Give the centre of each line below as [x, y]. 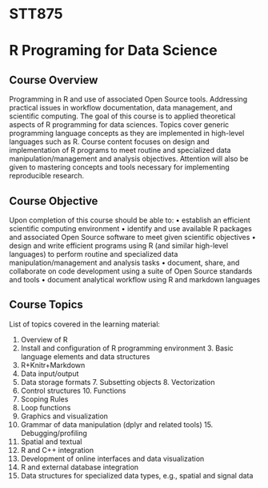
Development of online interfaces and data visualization [112, 458]
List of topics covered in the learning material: [85, 324]
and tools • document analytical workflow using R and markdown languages [135, 280]
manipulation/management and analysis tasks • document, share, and [124, 262]
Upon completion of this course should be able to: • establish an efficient [130, 220]
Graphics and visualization [64, 416]
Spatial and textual [51, 442]
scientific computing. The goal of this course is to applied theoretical [122, 116]
